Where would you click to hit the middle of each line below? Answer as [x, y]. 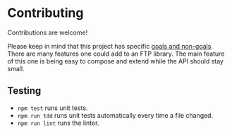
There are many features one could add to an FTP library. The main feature [116, 54]
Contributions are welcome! [48, 32]
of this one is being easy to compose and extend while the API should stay [116, 61]
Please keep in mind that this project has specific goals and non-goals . [110, 46]
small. [16, 68]
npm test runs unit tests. [53, 108]
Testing [24, 91]
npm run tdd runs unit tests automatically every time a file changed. [115, 115]
